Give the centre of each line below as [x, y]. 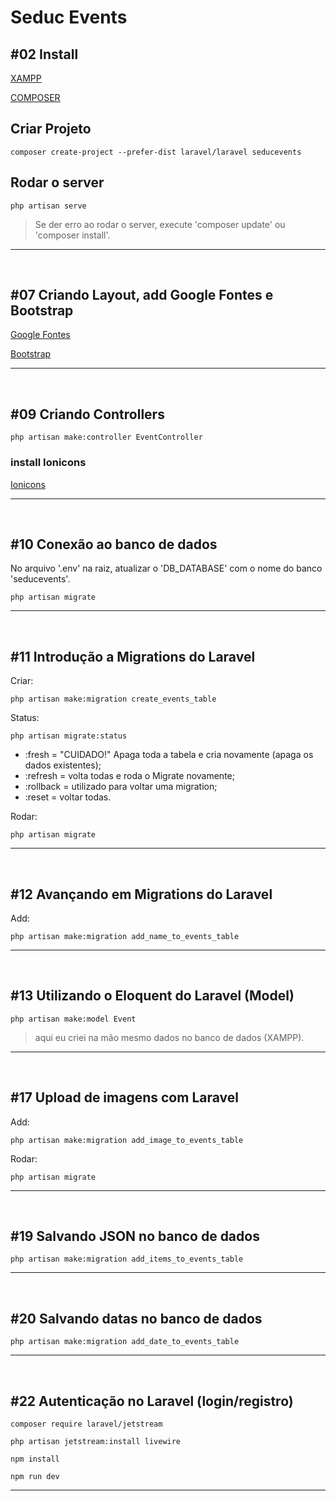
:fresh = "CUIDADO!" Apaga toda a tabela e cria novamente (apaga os [169, 755]
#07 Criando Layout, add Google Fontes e [142, 295]
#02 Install [44, 54]
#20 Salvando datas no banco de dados [136, 1318]
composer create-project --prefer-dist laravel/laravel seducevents [156, 152]
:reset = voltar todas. [68, 797]
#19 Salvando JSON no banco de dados [135, 1236]
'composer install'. [72, 235]
